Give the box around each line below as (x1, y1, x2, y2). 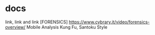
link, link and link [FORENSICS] (5, 19, 68, 25)
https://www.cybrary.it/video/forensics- (68, 19, 150, 25)
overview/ (5, 24, 26, 30)
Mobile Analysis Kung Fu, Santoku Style (26, 24, 107, 30)
